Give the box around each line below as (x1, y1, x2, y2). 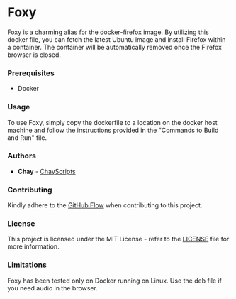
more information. (7, 242, 60, 251)
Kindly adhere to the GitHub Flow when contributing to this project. (7, 201, 203, 210)
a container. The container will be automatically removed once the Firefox (7, 43, 222, 51)
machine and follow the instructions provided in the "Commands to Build (7, 126, 219, 134)
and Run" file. (7, 133, 47, 142)
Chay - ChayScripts (17, 167, 76, 175)
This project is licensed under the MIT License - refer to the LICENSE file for (7, 235, 230, 244)
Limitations (7, 260, 47, 270)
